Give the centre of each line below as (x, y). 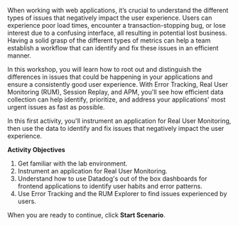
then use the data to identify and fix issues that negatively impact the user (116, 128)
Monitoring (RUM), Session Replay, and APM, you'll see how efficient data (115, 92)
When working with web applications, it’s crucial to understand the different (118, 10)
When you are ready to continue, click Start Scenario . (86, 215)
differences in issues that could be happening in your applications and (110, 77)
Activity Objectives (36, 150)
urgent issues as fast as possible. (56, 107)
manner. (20, 55)
